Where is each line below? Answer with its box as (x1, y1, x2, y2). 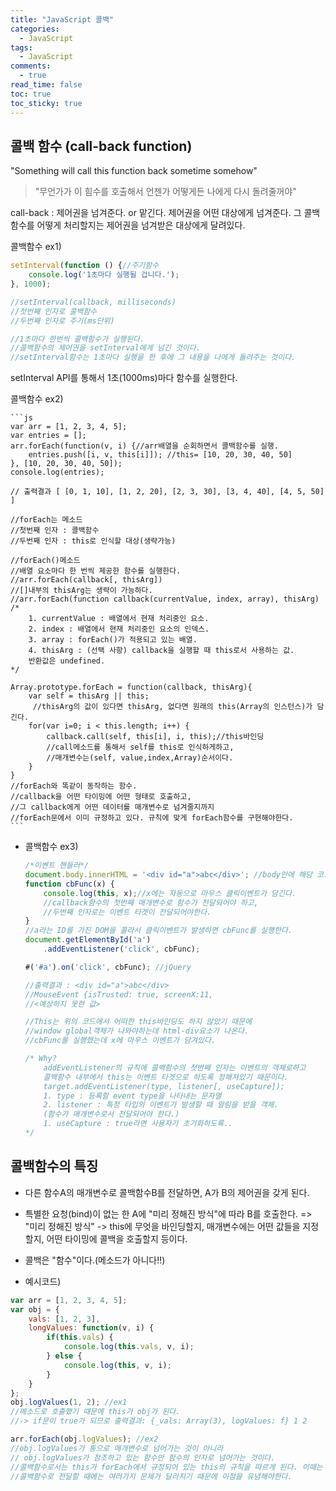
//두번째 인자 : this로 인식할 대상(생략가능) (10, 536, 177, 546)
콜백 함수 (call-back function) (10, 137, 193, 155)
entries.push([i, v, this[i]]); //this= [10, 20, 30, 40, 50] (28, 450, 293, 460)
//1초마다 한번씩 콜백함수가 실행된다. (10, 334, 145, 344)
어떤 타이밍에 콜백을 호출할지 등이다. (46, 1232, 188, 1245)
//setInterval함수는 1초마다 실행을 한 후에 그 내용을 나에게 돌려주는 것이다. (10, 352, 297, 363)
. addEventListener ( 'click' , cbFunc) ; (43, 944, 201, 955)
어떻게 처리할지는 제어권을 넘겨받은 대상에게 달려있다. (36, 219, 246, 231)
